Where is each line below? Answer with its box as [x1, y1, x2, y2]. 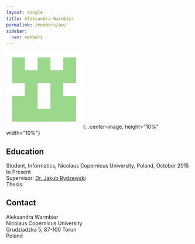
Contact [6, 198, 36, 208]
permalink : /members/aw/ [6, 22, 67, 28]
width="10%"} [6, 129, 41, 136]
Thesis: [6, 181, 24, 188]
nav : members [11, 34, 43, 41]
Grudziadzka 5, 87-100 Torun [6, 226, 77, 233]
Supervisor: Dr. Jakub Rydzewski [6, 174, 86, 182]
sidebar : [6, 28, 28, 34]
